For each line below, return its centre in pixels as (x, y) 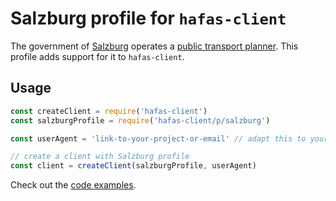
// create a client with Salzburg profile (100, 157)
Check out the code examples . (73, 185)
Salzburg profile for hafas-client (148, 18)
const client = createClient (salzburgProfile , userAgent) (133, 166)
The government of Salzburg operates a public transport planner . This (154, 46)
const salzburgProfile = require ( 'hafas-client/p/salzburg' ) (140, 120)
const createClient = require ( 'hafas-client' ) (109, 111)
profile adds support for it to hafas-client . (97, 56)
